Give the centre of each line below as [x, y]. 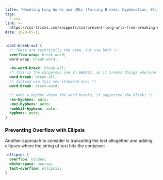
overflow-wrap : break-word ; [38, 55]
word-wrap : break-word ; [33, 59]
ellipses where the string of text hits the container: [55, 146]
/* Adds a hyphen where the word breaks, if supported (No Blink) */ [81, 95]
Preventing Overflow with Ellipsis [45, 130]
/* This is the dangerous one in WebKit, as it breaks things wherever [83, 73]
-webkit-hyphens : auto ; [33, 109]
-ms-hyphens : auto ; [29, 100]
